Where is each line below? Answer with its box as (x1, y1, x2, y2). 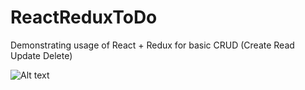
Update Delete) (10, 49, 73, 61)
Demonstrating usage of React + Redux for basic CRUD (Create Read (10, 39, 295, 51)
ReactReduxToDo (10, 6, 158, 29)
